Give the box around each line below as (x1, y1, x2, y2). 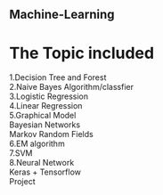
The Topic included (9, 43, 154, 63)
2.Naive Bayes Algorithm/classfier (9, 82, 134, 93)
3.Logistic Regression (9, 91, 89, 102)
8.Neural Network (9, 158, 75, 168)
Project (9, 176, 36, 187)
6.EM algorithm (9, 138, 65, 150)
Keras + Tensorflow (9, 167, 82, 177)
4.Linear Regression (9, 101, 83, 111)
